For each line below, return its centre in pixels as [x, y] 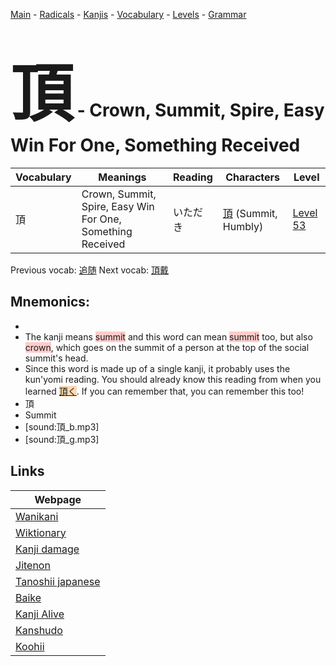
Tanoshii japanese [58, 581]
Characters [253, 177]
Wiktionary [41, 532]
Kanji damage [47, 549]
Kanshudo [39, 630]
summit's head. [56, 358]
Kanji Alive [40, 614]
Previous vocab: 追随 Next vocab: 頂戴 [89, 270]
